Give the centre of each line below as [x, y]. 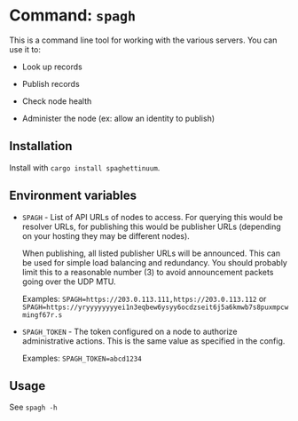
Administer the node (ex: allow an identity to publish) [118, 118]
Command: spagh [72, 16]
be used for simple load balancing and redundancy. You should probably [155, 262]
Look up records [52, 67]
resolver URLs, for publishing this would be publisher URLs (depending [151, 226]
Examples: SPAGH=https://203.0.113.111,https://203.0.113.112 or [144, 298]
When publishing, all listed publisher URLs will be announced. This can [151, 253]
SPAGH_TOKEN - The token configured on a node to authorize [129, 331]
